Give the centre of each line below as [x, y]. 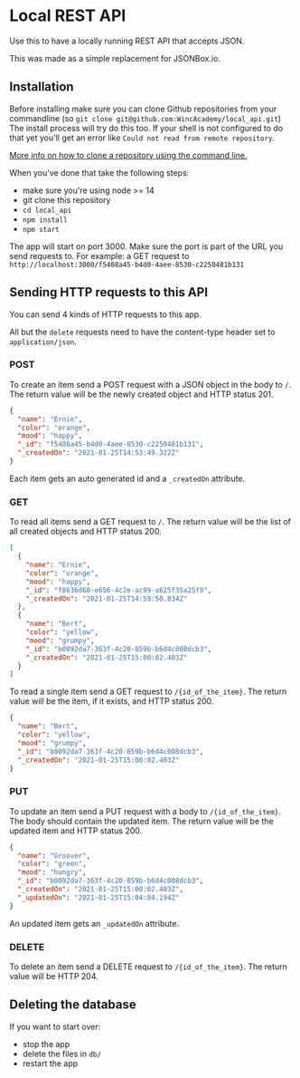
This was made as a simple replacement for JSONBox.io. [115, 58]
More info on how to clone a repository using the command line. [128, 155]
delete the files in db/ [62, 1054]
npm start [41, 229]
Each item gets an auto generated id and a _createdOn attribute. [127, 478]
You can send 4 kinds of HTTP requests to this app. [105, 314]
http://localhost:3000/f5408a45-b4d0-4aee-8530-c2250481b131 [127, 265]
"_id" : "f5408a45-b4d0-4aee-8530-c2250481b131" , [111, 445]
